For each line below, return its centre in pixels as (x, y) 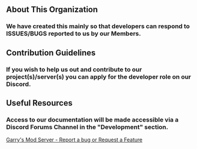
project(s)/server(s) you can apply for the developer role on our (98, 77)
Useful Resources (39, 103)
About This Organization (52, 10)
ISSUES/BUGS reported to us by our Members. (74, 33)
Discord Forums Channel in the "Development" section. (87, 127)
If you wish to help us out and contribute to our (74, 69)
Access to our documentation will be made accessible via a (92, 120)
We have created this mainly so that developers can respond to (98, 26)
